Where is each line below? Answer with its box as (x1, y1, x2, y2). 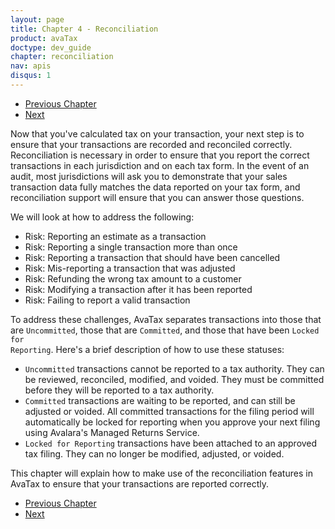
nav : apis (10, 61, 52, 71)
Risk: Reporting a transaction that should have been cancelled (24, 251, 281, 263)
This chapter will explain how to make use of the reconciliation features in (10, 467, 313, 479)
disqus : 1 (10, 71, 52, 81)
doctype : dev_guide (10, 42, 92, 53)
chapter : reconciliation (10, 52, 114, 62)
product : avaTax (10, 33, 78, 43)
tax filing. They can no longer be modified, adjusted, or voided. (24, 447, 285, 460)
